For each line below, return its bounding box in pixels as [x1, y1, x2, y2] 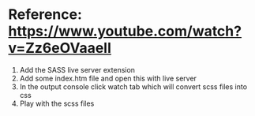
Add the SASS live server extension [19, 65, 136, 74]
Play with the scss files [19, 99, 95, 108]
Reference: [8, 6, 83, 24]
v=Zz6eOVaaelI [8, 39, 112, 57]
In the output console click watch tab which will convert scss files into [19, 81, 247, 92]
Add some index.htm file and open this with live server [19, 73, 197, 83]
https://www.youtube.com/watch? [8, 22, 242, 40]
